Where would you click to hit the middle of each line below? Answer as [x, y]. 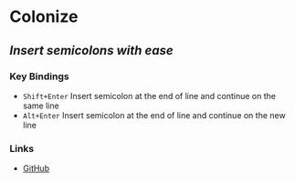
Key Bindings [40, 76]
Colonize [44, 17]
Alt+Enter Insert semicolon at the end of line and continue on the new [154, 115]
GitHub [36, 168]
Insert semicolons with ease [91, 51]
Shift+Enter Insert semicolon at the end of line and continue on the [149, 96]
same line [41, 106]
